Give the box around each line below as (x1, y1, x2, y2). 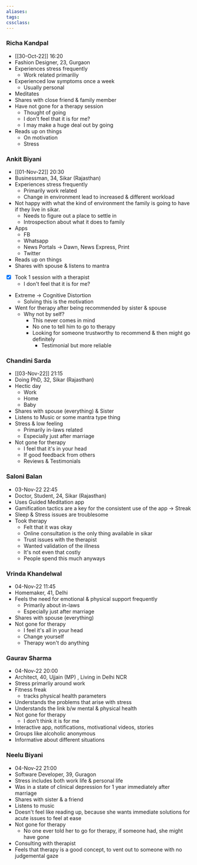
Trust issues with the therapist (23, 536, 97, 543)
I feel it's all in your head (23, 626, 83, 634)
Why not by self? (23, 311, 65, 318)
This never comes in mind (32, 317, 96, 324)
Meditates (14, 90, 40, 97)
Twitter (23, 249, 41, 256)
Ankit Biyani (6, 154, 42, 163)
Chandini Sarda (6, 356, 51, 364)
